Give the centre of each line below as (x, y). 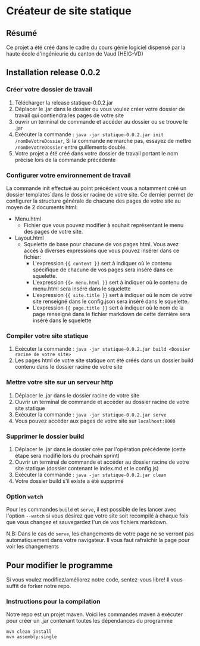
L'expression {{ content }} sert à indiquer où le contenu (102, 263)
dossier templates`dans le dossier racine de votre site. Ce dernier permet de (100, 194)
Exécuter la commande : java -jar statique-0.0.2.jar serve (90, 414)
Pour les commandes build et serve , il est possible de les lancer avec (91, 510)
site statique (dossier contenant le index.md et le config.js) (87, 468)
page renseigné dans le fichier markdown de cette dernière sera (111, 314)
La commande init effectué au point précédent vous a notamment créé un (96, 188)
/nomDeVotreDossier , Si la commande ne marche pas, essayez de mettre (103, 140)
